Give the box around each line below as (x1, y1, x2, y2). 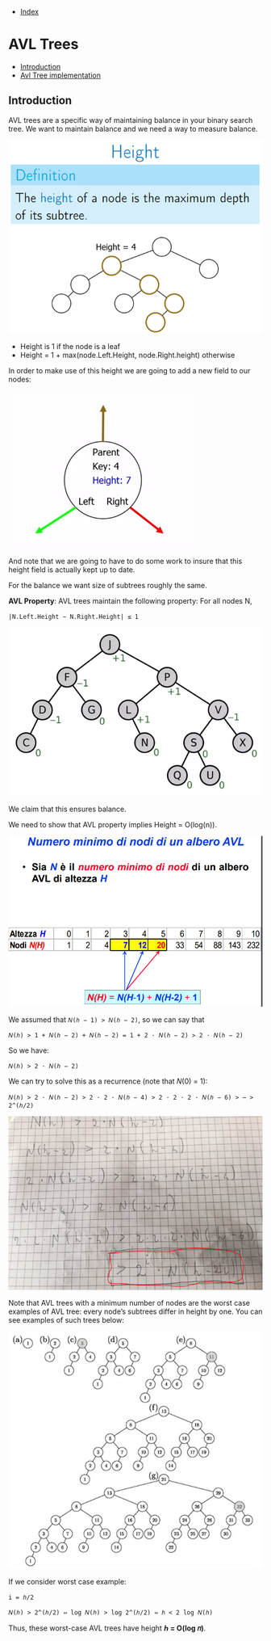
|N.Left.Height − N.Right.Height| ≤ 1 (8, 612, 139, 621)
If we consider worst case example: (8, 1577, 127, 1587)
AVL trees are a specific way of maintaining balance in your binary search (8, 115, 253, 124)
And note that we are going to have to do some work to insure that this (8, 556, 243, 566)
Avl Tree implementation (19, 70, 101, 80)
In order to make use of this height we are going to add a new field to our (8, 365, 251, 375)
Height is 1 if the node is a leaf (19, 341, 121, 351)
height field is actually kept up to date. (8, 565, 135, 574)
